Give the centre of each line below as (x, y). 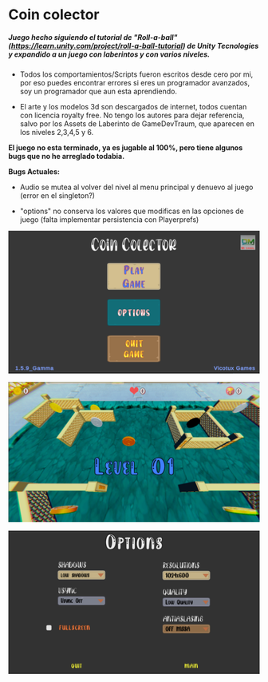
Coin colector (54, 15)
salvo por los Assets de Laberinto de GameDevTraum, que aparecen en (137, 124)
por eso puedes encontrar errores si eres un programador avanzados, (135, 83)
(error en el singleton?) (57, 196)
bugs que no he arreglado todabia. (67, 157)
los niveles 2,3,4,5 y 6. (57, 133)
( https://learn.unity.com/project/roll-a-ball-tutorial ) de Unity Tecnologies (134, 46)
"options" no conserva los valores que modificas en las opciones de (132, 211)
